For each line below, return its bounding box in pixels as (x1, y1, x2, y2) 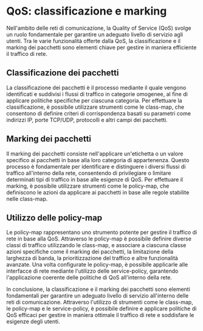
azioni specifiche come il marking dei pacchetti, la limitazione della (6, 248, 174, 256)
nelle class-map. (6, 195, 48, 202)
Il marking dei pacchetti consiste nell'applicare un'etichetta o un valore (6, 150, 184, 157)
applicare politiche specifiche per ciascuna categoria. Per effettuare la (6, 97, 182, 104)
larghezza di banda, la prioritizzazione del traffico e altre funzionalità (6, 254, 178, 262)
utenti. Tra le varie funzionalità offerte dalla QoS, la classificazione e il (6, 37, 181, 44)
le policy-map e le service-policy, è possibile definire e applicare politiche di (6, 305, 197, 312)
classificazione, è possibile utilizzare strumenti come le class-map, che (6, 103, 185, 111)
